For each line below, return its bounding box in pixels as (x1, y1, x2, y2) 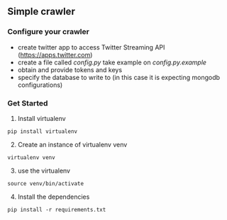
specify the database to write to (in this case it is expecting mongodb (17, 73, 221, 81)
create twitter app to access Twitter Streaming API (17, 42, 165, 52)
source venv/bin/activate (7, 180, 84, 187)
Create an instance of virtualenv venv (17, 140, 128, 149)
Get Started (7, 98, 48, 108)
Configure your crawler (7, 27, 90, 37)
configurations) (17, 81, 63, 89)
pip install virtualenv (7, 127, 78, 135)
